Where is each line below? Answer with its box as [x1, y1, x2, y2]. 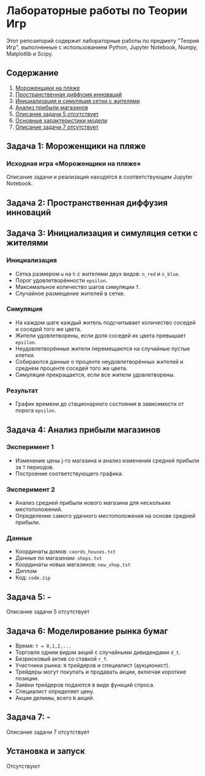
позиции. [15, 675, 39, 682]
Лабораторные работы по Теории [6, 4, 188, 18]
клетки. [15, 351, 35, 359]
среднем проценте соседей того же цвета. [15, 364, 128, 372]
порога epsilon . [15, 407, 56, 414]
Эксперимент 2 [6, 485, 55, 494]
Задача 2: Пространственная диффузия [6, 198, 168, 208]
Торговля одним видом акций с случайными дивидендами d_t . [15, 648, 181, 656]
